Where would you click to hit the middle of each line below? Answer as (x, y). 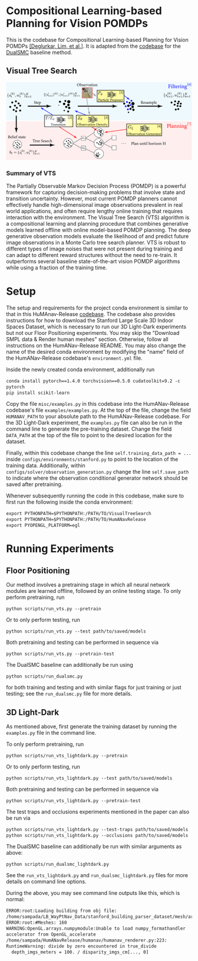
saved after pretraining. (34, 484)
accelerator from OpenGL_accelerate (51, 934)
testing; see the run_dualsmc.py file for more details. (69, 694)
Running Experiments (60, 549)
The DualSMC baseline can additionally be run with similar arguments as (94, 846)
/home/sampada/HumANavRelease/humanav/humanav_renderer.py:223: (87, 940)
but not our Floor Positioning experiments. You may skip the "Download (93, 333)
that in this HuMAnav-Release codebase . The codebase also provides (91, 314)
